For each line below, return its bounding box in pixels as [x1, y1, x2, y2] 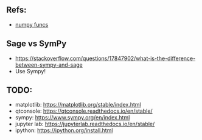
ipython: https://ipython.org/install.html [15, 127, 113, 134]
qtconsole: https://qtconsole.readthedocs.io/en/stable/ [15, 107, 153, 115]
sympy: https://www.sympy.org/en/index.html [15, 114, 130, 121]
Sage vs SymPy [6, 39, 67, 49]
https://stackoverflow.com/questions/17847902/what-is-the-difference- [15, 55, 196, 62]
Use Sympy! [15, 67, 46, 75]
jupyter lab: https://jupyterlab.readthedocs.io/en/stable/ [15, 121, 155, 128]
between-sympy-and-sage [15, 61, 83, 68]
